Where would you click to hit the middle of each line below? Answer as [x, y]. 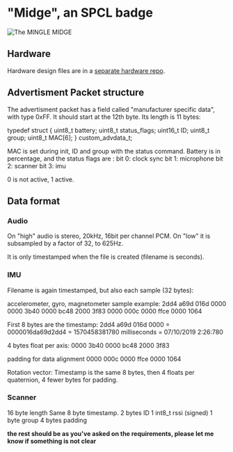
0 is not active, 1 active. [41, 179]
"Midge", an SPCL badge [80, 13]
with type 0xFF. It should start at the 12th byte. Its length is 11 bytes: [104, 117]
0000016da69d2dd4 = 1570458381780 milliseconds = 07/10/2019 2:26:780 [115, 332]
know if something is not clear [52, 441]
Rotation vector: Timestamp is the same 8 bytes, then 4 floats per [101, 372]
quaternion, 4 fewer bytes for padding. [63, 380]
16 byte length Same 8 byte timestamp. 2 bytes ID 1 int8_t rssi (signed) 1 [110, 412]
